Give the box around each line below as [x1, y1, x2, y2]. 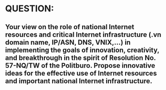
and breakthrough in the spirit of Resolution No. [5, 53, 156, 62]
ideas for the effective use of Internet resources [5, 69, 157, 77]
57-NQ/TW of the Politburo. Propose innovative [5, 61, 156, 70]
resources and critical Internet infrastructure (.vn [5, 30, 162, 39]
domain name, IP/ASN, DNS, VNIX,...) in [5, 38, 131, 46]
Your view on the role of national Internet [5, 23, 135, 31]
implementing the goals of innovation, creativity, [5, 45, 160, 54]
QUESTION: [5, 3, 54, 14]
